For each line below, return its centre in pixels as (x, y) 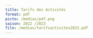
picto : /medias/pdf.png (30, 19)
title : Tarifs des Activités (35, 10)
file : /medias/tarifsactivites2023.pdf (47, 28)
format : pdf (17, 14)
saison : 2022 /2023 (25, 23)
